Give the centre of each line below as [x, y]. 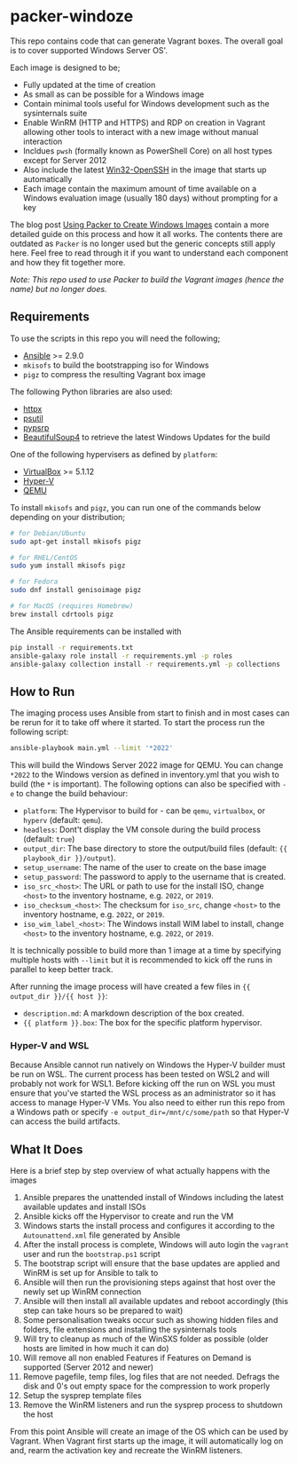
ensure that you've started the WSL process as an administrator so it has [143, 1093]
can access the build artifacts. [65, 1121]
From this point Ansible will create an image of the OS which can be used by [149, 1432]
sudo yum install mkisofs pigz [68, 566]
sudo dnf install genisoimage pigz [76, 590]
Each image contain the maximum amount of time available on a [140, 188]
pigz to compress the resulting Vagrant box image [114, 374]
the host [38, 1414]
